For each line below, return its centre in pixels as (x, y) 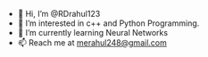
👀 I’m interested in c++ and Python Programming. (108, 23)
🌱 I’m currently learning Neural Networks (92, 33)
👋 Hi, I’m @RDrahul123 (59, 14)
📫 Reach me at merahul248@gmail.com (92, 43)
